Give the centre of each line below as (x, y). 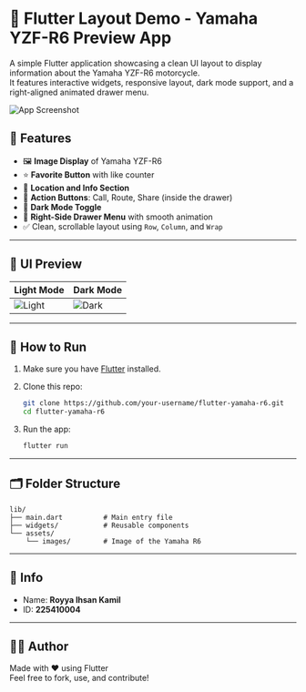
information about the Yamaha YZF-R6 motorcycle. (105, 73)
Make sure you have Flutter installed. (92, 369)
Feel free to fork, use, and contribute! (79, 678)
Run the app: (46, 429)
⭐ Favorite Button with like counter (88, 174)
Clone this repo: (52, 387)
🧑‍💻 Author (39, 647)
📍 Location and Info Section (76, 188)
